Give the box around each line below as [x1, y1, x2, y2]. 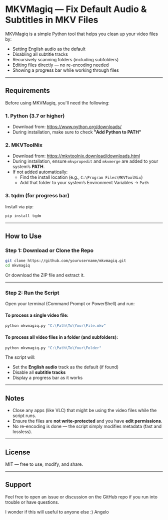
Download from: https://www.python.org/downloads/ [12, 124, 122, 130]
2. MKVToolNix [5, 142, 42, 149]
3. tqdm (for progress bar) [5, 192, 70, 199]
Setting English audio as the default [12, 46, 86, 52]
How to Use [5, 232, 42, 240]
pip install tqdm [5, 213, 41, 218]
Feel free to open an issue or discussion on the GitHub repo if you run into [5, 493, 157, 500]
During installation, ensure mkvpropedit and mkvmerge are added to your [12, 158, 158, 164]
